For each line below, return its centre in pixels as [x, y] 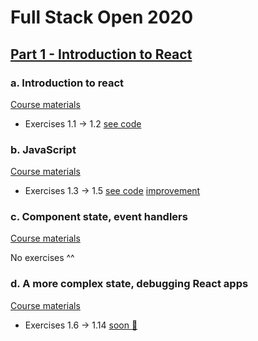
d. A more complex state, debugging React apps [129, 284]
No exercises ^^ [42, 258]
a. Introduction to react [67, 83]
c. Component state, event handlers [99, 217]
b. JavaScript [43, 149]
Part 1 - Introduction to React [101, 54]
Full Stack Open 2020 [102, 17]
